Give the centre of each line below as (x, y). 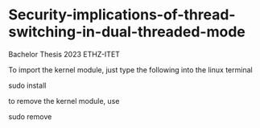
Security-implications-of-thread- (122, 15)
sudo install (27, 85)
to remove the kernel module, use (64, 101)
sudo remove (30, 116)
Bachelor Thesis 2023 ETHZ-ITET (64, 54)
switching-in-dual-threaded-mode (127, 32)
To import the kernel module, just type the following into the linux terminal (130, 69)
